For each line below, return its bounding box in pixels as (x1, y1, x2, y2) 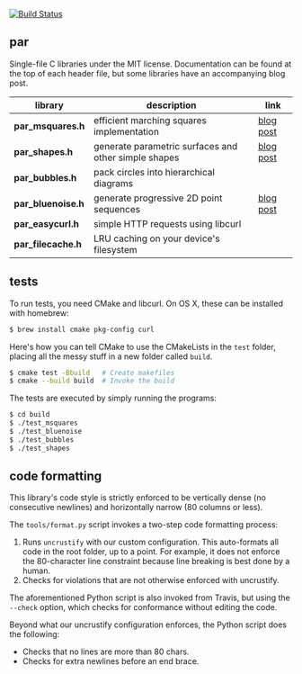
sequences (93, 202, 141, 215)
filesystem (93, 243, 138, 256)
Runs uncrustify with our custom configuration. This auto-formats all (22, 536, 279, 548)
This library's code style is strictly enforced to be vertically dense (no (9, 492, 267, 503)
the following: (9, 629, 60, 640)
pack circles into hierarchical (93, 166, 216, 178)
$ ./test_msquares (9, 418, 78, 427)
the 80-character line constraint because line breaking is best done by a (22, 556, 290, 567)
